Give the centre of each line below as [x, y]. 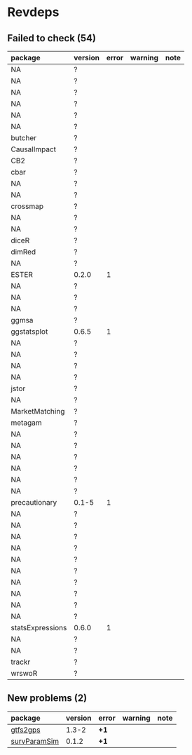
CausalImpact [34, 149]
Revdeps [33, 12]
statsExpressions [39, 628]
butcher [24, 138]
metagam [26, 423]
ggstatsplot [29, 332]
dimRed [23, 252]
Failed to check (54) [52, 38]
